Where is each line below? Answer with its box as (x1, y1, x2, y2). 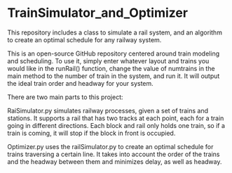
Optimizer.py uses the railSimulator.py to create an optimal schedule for (7, 142, 214, 150)
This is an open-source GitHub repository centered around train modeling (7, 49, 219, 58)
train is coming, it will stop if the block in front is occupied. (7, 129, 176, 137)
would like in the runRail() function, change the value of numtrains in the (7, 64, 215, 72)
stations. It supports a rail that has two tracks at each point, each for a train (7, 114, 224, 122)
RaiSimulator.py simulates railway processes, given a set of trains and (7, 106, 209, 115)
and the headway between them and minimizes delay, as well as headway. (7, 157, 222, 166)
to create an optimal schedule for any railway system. (7, 35, 162, 44)
